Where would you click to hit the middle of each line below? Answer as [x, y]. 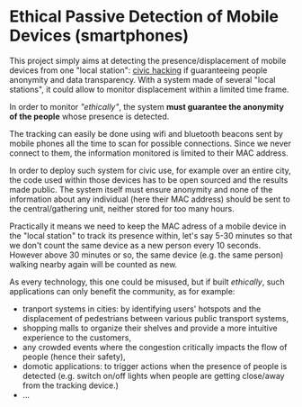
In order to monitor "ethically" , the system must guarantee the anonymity [147, 106]
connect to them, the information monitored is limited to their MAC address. [149, 153]
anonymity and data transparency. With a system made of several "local [142, 79]
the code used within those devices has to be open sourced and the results [149, 180]
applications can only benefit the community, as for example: [122, 291]
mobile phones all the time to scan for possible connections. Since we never [151, 143]
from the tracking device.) [71, 385]
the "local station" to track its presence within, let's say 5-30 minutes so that [151, 235]
